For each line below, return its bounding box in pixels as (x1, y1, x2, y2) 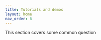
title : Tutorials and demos (5, 7, 64, 12)
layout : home (5, 12, 32, 17)
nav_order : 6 (5, 16, 32, 21)
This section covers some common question (5, 30, 96, 36)
